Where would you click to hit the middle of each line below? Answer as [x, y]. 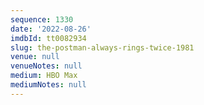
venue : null [35, 57]
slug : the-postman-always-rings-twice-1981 [102, 47]
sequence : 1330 [42, 19]
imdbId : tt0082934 [48, 38]
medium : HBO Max [44, 76]
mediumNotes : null [48, 85]
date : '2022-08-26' [51, 29]
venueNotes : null [46, 66]
